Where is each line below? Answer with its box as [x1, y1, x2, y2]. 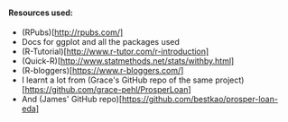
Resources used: [8, 7, 73, 18]
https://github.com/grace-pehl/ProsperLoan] [24, 84, 191, 95]
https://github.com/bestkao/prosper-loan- [121, 94, 279, 105]
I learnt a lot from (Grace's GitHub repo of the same [21, 74, 214, 85]
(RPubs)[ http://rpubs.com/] [21, 27, 124, 38]
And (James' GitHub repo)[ [21, 94, 123, 105]
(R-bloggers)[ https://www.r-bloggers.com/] [21, 65, 184, 76]
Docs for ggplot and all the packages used [21, 37, 180, 48]
